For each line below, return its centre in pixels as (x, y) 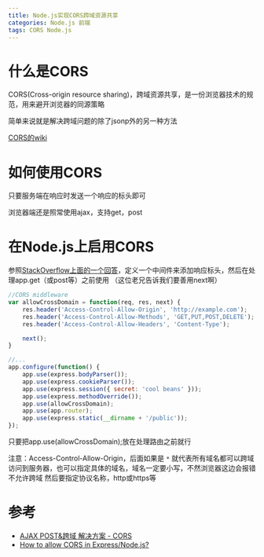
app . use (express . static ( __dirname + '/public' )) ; (105, 418)
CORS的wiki (27, 137)
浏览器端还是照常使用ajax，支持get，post (75, 212)
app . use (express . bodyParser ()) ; (75, 375)
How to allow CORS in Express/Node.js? (84, 544)
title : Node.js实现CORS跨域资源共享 (63, 15)
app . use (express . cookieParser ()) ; (79, 382)
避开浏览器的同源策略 (70, 104)
